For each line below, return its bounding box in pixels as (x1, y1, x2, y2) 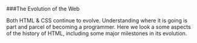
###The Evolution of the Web (6, 5, 80, 12)
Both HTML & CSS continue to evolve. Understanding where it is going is (6, 17, 188, 24)
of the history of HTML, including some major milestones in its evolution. (6, 30, 187, 37)
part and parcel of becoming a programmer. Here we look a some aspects (6, 24, 191, 30)
